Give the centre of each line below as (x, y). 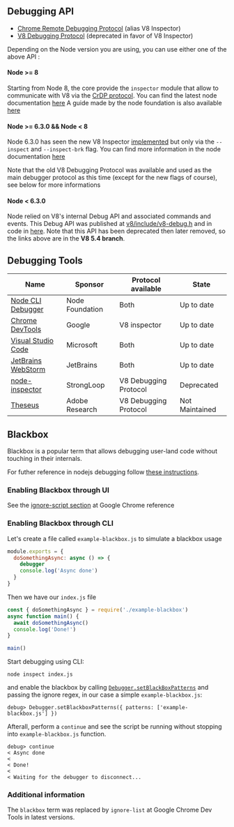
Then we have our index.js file (52, 597)
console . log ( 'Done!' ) (45, 629)
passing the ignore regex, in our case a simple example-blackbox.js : (105, 695)
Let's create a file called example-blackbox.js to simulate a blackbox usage (115, 538)
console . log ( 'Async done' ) (59, 571)
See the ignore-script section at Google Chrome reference (91, 506)
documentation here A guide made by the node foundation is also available (115, 103)
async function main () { (43, 616)
